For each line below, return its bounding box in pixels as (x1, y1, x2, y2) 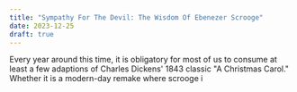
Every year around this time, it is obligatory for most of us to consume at (9, 54, 277, 65)
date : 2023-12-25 (9, 21, 75, 30)
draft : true (9, 29, 54, 38)
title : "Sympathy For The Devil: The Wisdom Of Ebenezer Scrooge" (9, 13, 264, 22)
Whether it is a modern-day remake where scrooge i (9, 73, 203, 84)
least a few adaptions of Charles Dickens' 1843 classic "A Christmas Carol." (9, 63, 290, 74)
